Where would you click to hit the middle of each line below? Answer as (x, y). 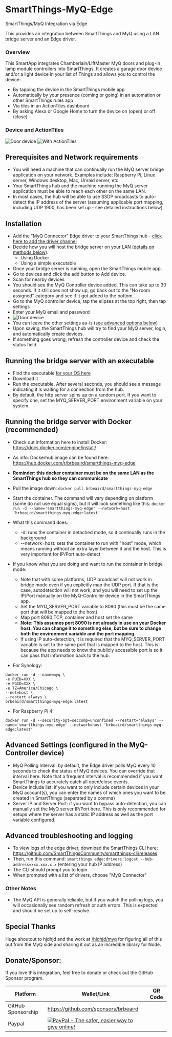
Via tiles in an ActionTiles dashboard (51, 106)
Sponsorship (23, 1012)
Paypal (16, 1024)
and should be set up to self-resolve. (51, 910)
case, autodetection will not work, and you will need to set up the (89, 590)
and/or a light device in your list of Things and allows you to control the (80, 74)
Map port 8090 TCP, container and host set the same (77, 617)
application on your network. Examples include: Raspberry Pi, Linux (84, 175)
